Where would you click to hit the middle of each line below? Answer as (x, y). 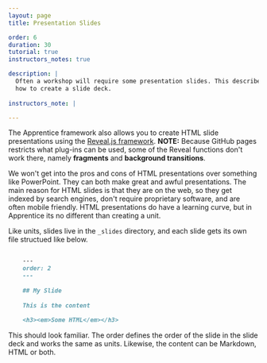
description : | (33, 74)
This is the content (56, 305)
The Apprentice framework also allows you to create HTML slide (114, 133)
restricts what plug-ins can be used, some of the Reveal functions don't (126, 150)
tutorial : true (33, 52)
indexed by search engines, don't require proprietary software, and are (124, 199)
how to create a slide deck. (64, 88)
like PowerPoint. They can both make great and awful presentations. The (127, 182)
